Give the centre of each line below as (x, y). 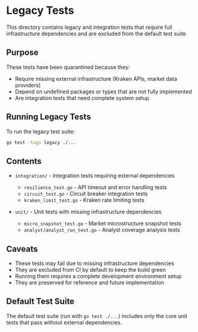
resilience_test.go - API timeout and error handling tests (95, 187)
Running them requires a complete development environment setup (98, 276)
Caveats (22, 249)
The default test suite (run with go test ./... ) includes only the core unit (97, 316)
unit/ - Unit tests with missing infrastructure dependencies (88, 212)
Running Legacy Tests (49, 117)
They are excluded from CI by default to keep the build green (90, 270)
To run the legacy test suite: (40, 131)
